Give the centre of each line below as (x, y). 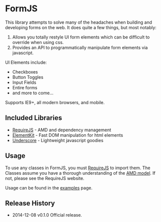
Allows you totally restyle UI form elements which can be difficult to (81, 37)
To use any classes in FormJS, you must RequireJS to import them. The (78, 168)
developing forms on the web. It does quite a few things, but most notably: (81, 27)
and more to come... (33, 93)
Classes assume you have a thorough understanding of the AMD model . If (80, 173)
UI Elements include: (26, 62)
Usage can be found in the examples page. (49, 187)
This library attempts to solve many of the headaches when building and (79, 22)
